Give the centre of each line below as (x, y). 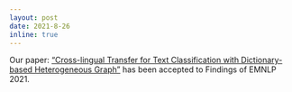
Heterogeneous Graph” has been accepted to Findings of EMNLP (155, 69)
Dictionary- (262, 60)
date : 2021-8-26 (40, 26)
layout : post (34, 18)
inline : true (34, 34)
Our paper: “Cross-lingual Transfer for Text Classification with (124, 60)
